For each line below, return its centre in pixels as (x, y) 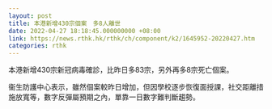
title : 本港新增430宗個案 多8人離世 (65, 23)
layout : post (30, 16)
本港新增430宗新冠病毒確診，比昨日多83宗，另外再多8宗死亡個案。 (121, 70)
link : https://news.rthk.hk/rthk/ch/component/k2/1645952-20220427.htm (132, 38)
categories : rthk (38, 46)
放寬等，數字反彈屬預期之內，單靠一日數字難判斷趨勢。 (107, 97)
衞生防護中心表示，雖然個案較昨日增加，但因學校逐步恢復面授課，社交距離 (132, 87)
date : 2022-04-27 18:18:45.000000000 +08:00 (85, 31)
